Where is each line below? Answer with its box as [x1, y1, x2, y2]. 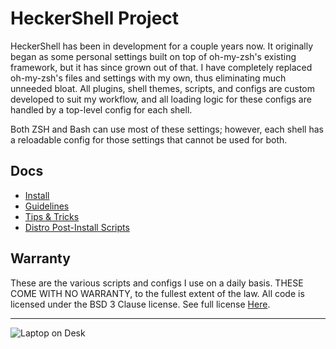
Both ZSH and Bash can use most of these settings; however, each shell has [10, 123, 324, 135]
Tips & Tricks [24, 210, 80, 222]
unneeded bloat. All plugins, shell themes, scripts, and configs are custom [10, 82, 315, 94]
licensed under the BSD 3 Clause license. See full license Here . [10, 298, 271, 310]
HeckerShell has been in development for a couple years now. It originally [10, 40, 314, 52]
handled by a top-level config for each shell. [10, 103, 193, 116]
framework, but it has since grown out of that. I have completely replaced [10, 61, 313, 73]
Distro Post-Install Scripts [24, 221, 130, 233]
